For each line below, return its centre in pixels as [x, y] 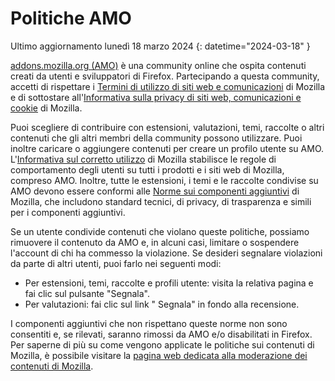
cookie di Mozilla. [46, 108]
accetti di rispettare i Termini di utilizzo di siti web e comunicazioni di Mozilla [168, 86]
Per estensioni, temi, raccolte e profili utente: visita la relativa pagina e [169, 283]
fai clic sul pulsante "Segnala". [87, 293]
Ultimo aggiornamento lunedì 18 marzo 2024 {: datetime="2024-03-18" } [160, 46]
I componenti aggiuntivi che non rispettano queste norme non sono [149, 323]
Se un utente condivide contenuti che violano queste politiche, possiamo [160, 231]
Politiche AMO [71, 18]
